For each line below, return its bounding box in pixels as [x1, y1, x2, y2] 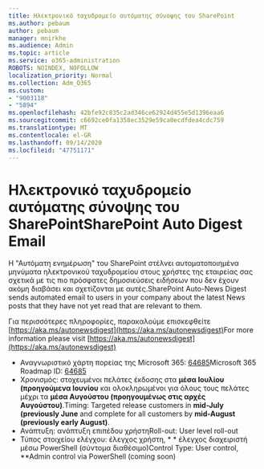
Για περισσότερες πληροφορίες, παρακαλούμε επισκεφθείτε [8, 316, 211, 326]
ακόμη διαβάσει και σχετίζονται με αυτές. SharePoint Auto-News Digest [8, 284, 247, 294]
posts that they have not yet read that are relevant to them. [8, 301, 202, 311]
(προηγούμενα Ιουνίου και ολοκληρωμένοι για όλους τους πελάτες [19, 383, 250, 394]
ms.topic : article [8, 49, 70, 57]
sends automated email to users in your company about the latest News [8, 292, 246, 302]
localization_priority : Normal [8, 71, 113, 80]
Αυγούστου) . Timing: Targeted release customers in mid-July [19, 401, 225, 410]
